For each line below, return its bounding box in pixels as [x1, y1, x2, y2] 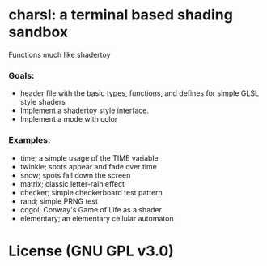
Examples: [8, 135, 51, 146]
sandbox [8, 23, 69, 41]
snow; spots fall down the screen [19, 170, 131, 180]
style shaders [19, 97, 66, 107]
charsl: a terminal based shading [8, 6, 233, 24]
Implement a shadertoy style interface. [19, 105, 150, 115]
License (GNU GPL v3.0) [8, 242, 174, 260]
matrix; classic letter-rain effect [19, 178, 125, 188]
